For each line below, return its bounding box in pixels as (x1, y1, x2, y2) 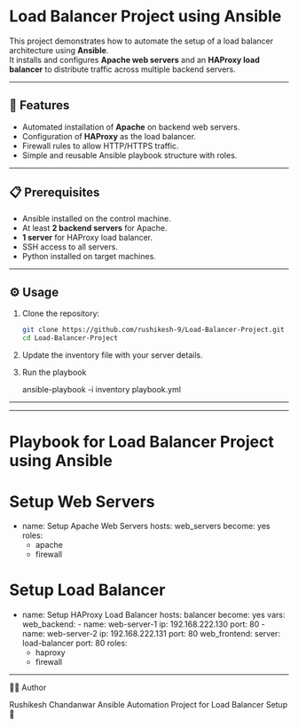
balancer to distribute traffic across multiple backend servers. (9, 64, 237, 75)
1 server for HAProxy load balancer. (21, 232, 153, 242)
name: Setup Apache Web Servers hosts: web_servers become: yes (21, 521, 271, 532)
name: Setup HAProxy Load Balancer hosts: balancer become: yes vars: (21, 610, 286, 621)
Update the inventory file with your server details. (21, 350, 203, 360)
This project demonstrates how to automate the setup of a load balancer (9, 36, 274, 46)
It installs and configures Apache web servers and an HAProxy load (9, 54, 260, 65)
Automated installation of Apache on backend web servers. (21, 122, 240, 132)
